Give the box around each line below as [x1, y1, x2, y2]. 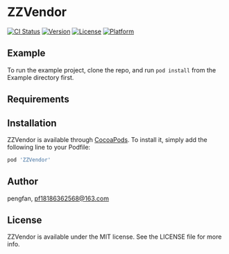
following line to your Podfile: [7, 143, 91, 151]
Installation [7, 117, 57, 129]
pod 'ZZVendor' [7, 156, 51, 164]
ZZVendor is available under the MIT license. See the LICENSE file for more [7, 232, 222, 241]
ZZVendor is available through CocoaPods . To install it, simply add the [7, 135, 207, 143]
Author [7, 175, 38, 188]
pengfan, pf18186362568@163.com [7, 194, 110, 203]
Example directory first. [7, 73, 74, 81]
